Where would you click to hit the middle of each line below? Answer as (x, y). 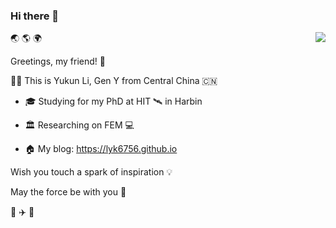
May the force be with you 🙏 (68, 192)
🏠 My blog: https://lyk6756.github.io (101, 149)
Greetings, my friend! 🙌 (58, 61)
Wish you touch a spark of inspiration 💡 (91, 172)
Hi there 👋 (35, 16)
